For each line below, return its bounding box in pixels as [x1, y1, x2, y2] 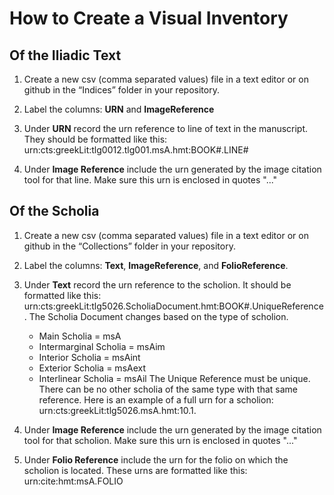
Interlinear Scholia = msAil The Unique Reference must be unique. [38, 372, 311, 384]
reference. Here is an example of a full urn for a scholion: [38, 393, 274, 406]
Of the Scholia [9, 203, 100, 220]
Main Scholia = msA [38, 330, 122, 342]
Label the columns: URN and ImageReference [23, 103, 215, 115]
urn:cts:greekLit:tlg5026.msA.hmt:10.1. [38, 404, 197, 416]
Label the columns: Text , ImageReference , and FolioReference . [23, 259, 289, 271]
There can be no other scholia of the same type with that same [38, 383, 298, 395]
